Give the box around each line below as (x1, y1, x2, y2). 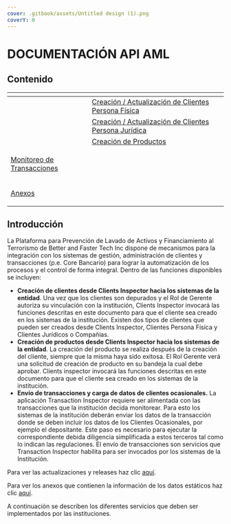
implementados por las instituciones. (7, 510, 111, 518)
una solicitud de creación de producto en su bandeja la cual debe (16, 359, 203, 368)
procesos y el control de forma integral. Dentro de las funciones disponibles (7, 266, 222, 274)
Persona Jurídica (91, 125, 146, 135)
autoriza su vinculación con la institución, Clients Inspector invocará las (16, 301, 220, 310)
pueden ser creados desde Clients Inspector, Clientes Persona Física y (16, 323, 218, 331)
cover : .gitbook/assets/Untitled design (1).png (7, 10, 149, 17)
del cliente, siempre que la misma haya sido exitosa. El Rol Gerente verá (16, 353, 221, 361)
